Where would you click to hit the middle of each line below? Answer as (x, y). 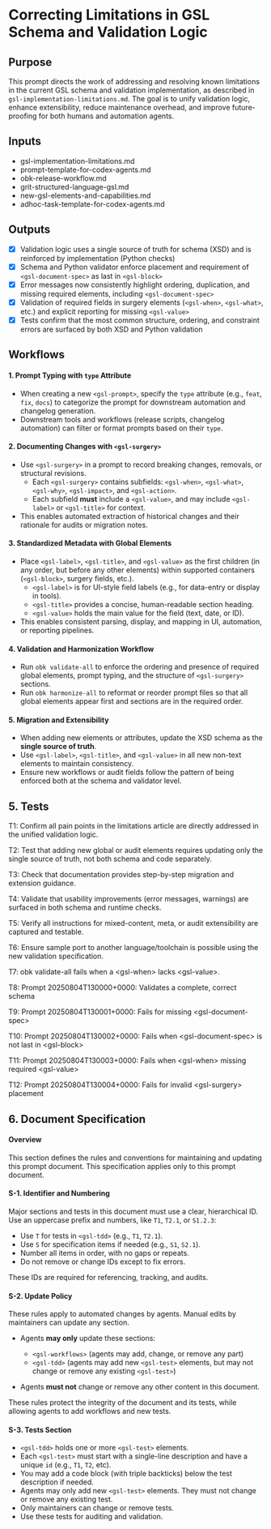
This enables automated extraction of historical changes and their (130, 516)
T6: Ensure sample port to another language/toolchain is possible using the (133, 948)
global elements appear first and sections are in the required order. (131, 701)
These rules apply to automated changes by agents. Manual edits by (123, 1314)
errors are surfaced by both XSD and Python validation (112, 329)
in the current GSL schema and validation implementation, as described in (131, 90)
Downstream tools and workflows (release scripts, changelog (122, 419)
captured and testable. (46, 932)
